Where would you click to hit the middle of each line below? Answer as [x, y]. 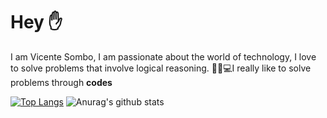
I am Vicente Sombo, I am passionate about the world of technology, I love [163, 56]
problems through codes [61, 82]
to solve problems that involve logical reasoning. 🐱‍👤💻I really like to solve [161, 68]
